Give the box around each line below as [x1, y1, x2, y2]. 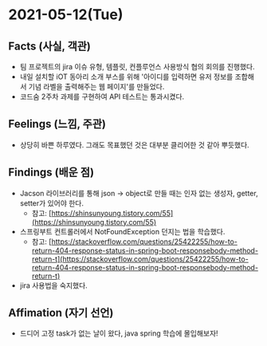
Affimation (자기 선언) [8, 306, 114, 320]
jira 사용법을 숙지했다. [19, 281, 88, 290]
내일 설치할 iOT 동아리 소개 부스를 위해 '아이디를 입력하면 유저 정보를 [19, 72, 234, 81]
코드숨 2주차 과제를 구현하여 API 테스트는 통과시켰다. [19, 92, 185, 101]
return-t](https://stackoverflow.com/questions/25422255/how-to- [31, 254, 249, 264]
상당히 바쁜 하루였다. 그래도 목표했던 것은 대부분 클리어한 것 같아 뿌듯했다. [19, 140, 249, 149]
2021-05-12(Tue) [8, 6, 124, 24]
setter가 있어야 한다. [19, 198, 84, 208]
